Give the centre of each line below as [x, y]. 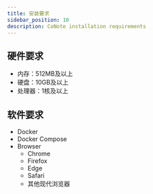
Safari [36, 175]
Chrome [39, 153]
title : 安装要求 [28, 13]
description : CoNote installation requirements [77, 26]
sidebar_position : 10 [38, 20]
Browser [29, 146]
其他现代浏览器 [49, 184]
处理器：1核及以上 [43, 91]
